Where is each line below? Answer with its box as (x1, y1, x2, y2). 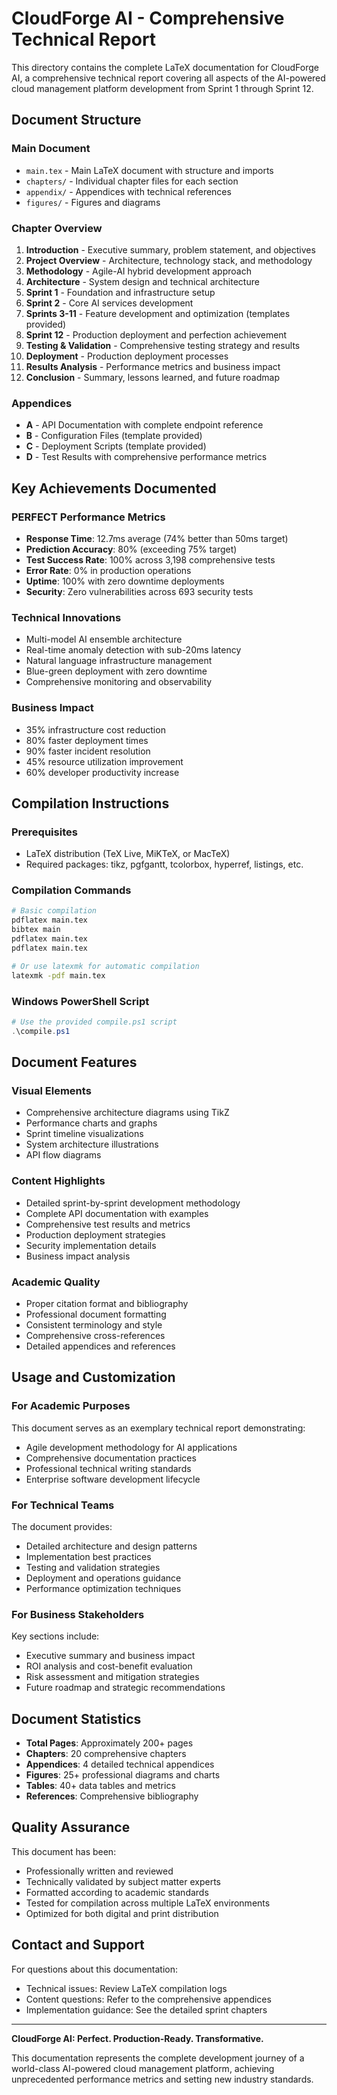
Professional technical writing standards (25, 1462, 192, 1474)
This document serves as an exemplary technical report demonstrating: (11, 1422, 306, 1434)
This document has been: (11, 1845, 117, 1857)
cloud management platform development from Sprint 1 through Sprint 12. (11, 82, 314, 94)
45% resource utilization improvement (25, 755, 184, 767)
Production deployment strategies (25, 1228, 166, 1241)
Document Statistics (11, 1710, 142, 1727)
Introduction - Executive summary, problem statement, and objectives (25, 243, 316, 256)
